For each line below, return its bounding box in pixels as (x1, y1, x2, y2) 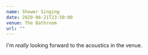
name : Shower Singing (6, 8, 60, 15)
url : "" (6, 25, 26, 32)
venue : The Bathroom (6, 20, 58, 26)
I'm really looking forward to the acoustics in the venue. (6, 42, 143, 49)
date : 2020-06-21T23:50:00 (6, 14, 73, 20)
